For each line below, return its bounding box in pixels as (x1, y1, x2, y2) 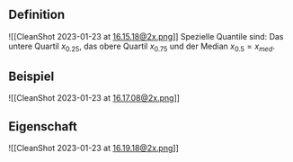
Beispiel (8, 69, 55, 84)
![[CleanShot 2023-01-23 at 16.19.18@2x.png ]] (8, 143, 179, 154)
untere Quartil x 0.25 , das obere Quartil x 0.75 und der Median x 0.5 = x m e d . (8, 40, 276, 53)
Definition (8, 7, 65, 22)
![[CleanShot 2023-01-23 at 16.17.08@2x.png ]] (8, 93, 181, 103)
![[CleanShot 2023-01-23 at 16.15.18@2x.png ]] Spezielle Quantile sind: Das (8, 31, 284, 41)
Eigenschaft (8, 119, 77, 134)
